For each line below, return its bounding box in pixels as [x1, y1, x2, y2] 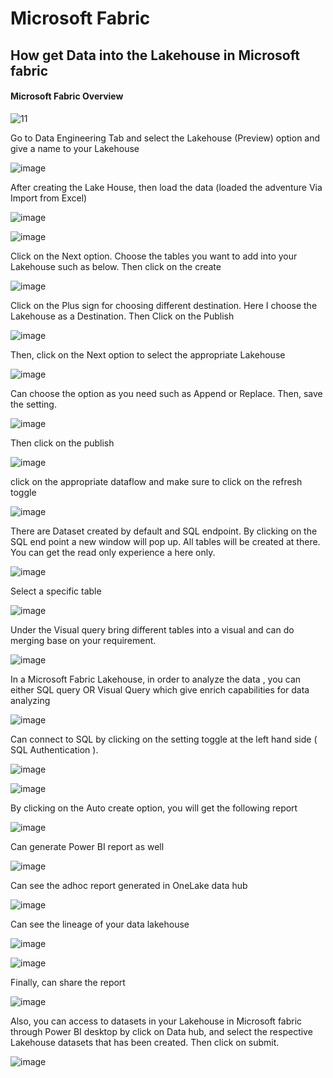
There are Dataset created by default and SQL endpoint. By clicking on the [10, 525, 318, 537]
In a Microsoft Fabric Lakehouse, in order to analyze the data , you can [10, 673, 302, 685]
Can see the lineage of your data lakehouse [10, 918, 190, 930]
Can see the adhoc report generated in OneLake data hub [10, 879, 248, 891]
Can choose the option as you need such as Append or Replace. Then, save [10, 387, 323, 399]
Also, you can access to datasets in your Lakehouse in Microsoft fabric [10, 1015, 303, 1027]
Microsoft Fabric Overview [10, 90, 124, 102]
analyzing [10, 694, 51, 706]
